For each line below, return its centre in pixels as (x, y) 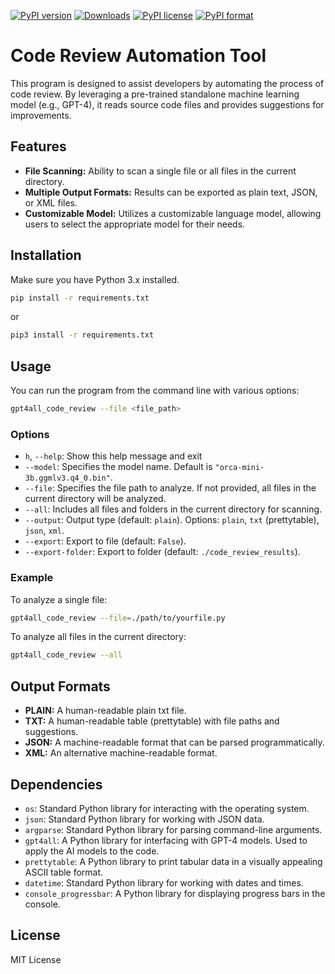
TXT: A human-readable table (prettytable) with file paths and (152, 721)
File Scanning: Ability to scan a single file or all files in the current (160, 171)
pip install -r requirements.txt (80, 298)
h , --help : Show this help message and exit (113, 456)
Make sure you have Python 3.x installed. (95, 279)
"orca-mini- (239, 468)
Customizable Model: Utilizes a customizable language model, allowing (173, 213)
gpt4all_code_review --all (66, 655)
